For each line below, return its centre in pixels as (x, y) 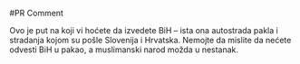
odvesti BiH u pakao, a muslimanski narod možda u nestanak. (124, 50)
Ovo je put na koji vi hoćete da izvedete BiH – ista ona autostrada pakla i (144, 30)
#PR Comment (36, 13)
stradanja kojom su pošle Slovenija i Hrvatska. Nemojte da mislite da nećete (150, 40)
